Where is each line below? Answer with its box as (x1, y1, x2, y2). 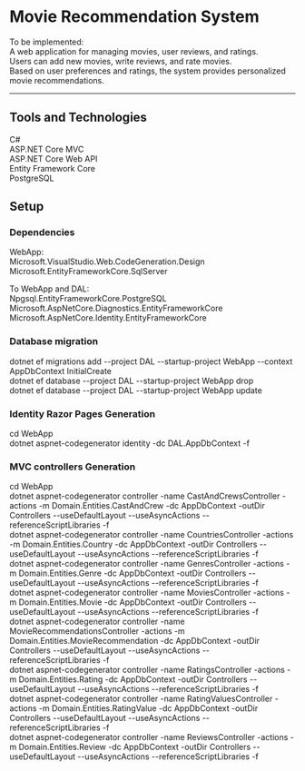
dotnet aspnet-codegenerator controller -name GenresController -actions (9, 558, 284, 569)
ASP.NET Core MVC (9, 143, 84, 154)
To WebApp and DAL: (9, 283, 90, 294)
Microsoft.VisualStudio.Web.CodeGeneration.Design (9, 256, 206, 267)
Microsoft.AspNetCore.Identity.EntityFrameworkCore (9, 312, 207, 323)
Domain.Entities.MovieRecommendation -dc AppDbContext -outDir (9, 636, 261, 647)
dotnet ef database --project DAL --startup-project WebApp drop (9, 375, 254, 386)
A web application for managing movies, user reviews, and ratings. (9, 45, 259, 56)
